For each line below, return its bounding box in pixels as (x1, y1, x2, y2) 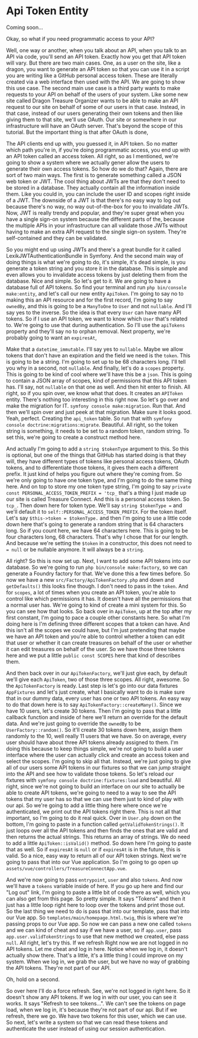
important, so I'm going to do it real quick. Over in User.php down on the (6, 814, 181, 821)
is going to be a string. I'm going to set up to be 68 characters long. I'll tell (6, 358, 186, 365)
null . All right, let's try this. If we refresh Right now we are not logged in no (6, 939, 189, 946)
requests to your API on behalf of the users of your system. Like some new (6, 91, 188, 98)
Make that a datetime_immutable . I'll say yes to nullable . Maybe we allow (6, 345, 183, 353)
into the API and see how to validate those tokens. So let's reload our (6, 770, 174, 777)
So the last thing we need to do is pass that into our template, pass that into (6, 908, 190, 915)
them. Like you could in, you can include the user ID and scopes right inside (6, 190, 191, 197)
